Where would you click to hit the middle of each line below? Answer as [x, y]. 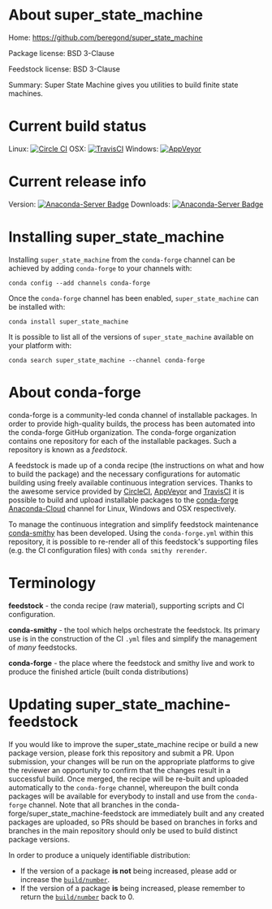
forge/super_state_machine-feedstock [72, 813]
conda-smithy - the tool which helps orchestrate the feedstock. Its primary [134, 630]
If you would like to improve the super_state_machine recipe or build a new [133, 744]
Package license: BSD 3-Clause [62, 53]
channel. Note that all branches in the [91, 805]
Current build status [78, 126]
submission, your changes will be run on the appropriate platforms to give [132, 761]
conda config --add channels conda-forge [80, 283]
